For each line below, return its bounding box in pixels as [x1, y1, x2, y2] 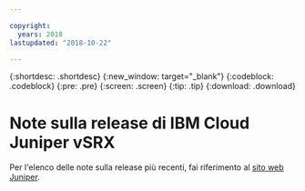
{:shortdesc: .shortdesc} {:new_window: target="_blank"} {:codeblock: [9, 71, 275, 82]
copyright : [9, 21, 51, 30]
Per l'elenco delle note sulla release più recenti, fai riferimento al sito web [9, 162, 284, 173]
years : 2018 [17, 29, 64, 39]
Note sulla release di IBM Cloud [9, 113, 250, 133]
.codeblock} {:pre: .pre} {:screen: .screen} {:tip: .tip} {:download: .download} [9, 81, 296, 92]
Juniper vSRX [9, 132, 116, 153]
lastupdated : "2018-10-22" [9, 38, 112, 47]
